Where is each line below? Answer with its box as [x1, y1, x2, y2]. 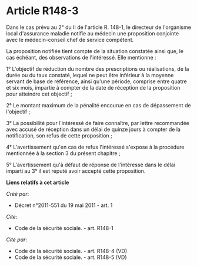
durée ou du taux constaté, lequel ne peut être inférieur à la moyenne [6, 71, 174, 78]
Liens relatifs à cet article [6, 179, 69, 186]
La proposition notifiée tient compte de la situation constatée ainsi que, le [6, 47, 184, 54]
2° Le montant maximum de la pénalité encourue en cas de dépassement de [6, 101, 191, 109]
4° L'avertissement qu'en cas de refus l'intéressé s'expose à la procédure [6, 143, 185, 150]
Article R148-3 [6, 4, 79, 18]
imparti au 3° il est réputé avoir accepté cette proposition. [6, 167, 146, 175]
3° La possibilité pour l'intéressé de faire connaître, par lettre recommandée [6, 119, 190, 126]
